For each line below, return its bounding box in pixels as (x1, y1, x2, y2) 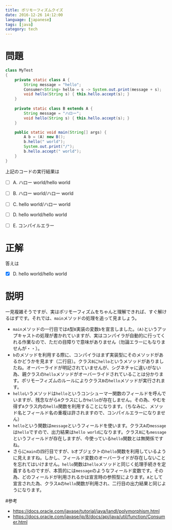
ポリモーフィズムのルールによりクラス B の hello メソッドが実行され (21, 377, 161, 383)
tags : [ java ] (5, 22, 33, 27)
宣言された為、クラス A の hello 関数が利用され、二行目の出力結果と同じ (12, 480, 162, 486)
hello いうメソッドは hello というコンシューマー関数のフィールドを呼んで (12, 390, 166, 396)
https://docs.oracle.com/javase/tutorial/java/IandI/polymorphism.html (12, 508, 160, 514)
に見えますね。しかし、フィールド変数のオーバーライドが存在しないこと (12, 454, 166, 461)
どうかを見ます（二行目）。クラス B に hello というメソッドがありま (22, 358, 160, 364)
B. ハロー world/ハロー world (12, 190, 73, 196)
